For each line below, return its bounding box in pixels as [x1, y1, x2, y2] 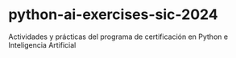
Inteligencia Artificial [8, 40, 77, 49]
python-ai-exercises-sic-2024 [8, 6, 219, 24]
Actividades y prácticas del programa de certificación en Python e [8, 32, 228, 41]
